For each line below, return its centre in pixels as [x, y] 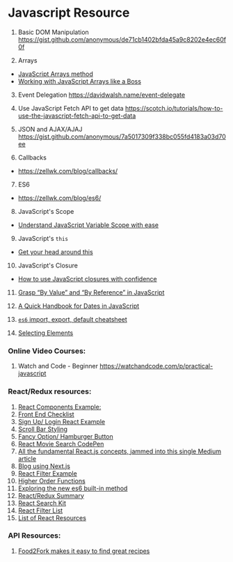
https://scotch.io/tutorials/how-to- [174, 108]
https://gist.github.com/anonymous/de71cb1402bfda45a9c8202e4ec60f [122, 39]
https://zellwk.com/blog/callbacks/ [68, 171]
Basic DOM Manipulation [53, 32]
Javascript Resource [69, 13]
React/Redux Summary [51, 495]
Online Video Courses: [47, 351]
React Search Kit [42, 503]
